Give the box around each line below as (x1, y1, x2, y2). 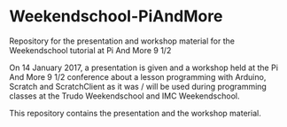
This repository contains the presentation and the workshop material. (9, 107, 261, 118)
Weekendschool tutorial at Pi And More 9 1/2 (9, 44, 172, 55)
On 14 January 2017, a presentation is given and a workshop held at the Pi (9, 62, 279, 73)
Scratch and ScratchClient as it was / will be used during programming (9, 81, 268, 91)
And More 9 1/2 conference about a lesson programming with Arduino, (9, 71, 267, 82)
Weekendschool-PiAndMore (9, 6, 223, 27)
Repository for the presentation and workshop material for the (9, 36, 235, 46)
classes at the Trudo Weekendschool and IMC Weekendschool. (9, 91, 240, 101)
